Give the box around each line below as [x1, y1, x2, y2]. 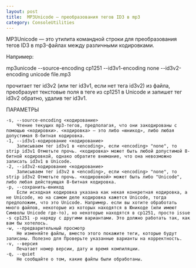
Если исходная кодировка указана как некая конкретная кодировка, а [16, 189, 188, 196]
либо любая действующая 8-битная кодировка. [6, 179, 117, 185]
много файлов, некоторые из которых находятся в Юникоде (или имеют [6, 205, 177, 211]
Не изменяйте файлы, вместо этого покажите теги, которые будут [16, 230, 177, 237]
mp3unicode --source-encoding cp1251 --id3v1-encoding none [6, 65, 160, 72]
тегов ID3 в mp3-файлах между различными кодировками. [6, 42, 154, 49]
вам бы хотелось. [6, 220, 49, 226]
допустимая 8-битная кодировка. [6, 133, 85, 139]
